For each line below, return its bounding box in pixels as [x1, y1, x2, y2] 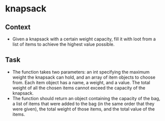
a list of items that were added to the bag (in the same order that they [12, 101, 155, 107]
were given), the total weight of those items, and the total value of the [12, 106, 155, 112]
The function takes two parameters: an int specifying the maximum [12, 69, 150, 75]
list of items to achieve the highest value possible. [12, 41, 115, 47]
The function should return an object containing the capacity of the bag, [12, 95, 161, 101]
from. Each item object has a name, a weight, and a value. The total [12, 79, 151, 85]
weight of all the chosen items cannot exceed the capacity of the [12, 85, 146, 91]
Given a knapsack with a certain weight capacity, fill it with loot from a [12, 36, 156, 42]
